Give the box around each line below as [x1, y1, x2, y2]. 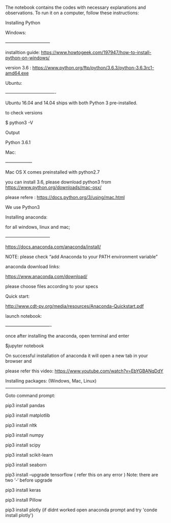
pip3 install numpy [5, 432, 44, 438]
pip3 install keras [5, 487, 41, 493]
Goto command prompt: [5, 393, 55, 398]
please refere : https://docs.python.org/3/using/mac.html [5, 194, 125, 200]
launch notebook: [5, 313, 42, 319]
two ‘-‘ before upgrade [5, 477, 52, 483]
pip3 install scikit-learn [5, 452, 53, 458]
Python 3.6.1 [5, 139, 31, 145]
